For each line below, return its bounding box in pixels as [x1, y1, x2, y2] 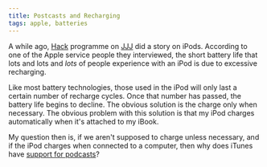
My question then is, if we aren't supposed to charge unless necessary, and [8, 132, 260, 141]
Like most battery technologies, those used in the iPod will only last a [8, 82, 237, 92]
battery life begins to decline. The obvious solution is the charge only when [8, 100, 257, 109]
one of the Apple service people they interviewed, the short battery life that [8, 50, 258, 59]
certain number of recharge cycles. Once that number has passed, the [8, 91, 241, 100]
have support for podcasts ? [8, 149, 101, 159]
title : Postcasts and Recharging [8, 11, 121, 20]
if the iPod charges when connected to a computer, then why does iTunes [8, 141, 253, 150]
